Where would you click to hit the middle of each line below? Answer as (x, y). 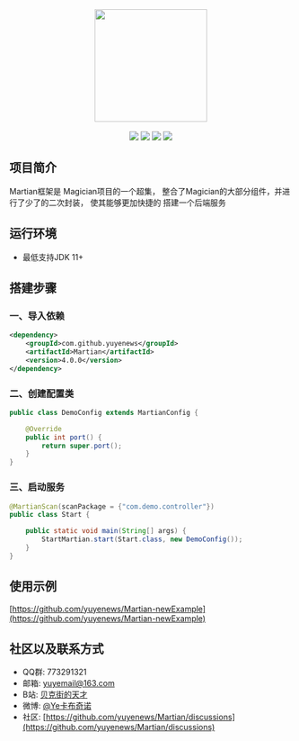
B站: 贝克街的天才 (55, 695)
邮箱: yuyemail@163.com (68, 683)
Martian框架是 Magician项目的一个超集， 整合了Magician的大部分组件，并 (146, 191)
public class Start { (50, 515)
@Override (44, 429)
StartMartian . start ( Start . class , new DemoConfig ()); (142, 539)
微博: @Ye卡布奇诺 (57, 706)
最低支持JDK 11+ (53, 257)
